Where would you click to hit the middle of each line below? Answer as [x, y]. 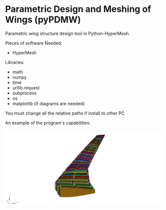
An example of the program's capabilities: [48, 123]
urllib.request [26, 87]
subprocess [24, 93]
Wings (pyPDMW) [43, 20]
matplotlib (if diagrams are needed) [48, 103]
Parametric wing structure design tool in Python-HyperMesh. [68, 33]
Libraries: [15, 62]
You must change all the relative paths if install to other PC [65, 113]
